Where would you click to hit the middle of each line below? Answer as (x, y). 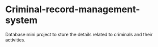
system (21, 20)
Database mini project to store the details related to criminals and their (79, 34)
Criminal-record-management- (73, 9)
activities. (15, 40)
